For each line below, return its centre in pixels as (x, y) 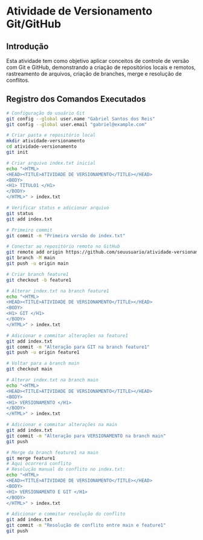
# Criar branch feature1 (37, 274)
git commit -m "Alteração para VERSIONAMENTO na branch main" (86, 436)
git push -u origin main (37, 264)
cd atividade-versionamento (42, 147)
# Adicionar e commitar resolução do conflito (66, 514)
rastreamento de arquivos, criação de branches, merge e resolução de (94, 74)
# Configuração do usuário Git (46, 113)
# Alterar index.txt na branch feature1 (58, 291)
